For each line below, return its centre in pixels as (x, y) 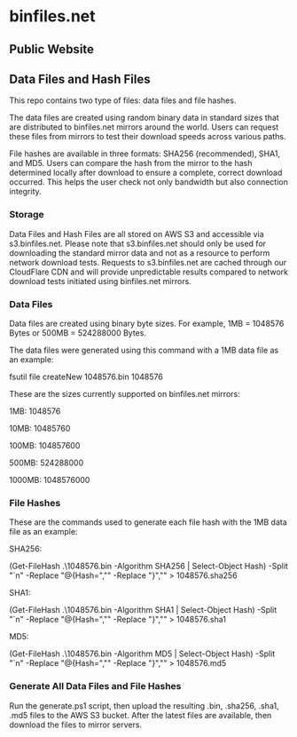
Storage (27, 215)
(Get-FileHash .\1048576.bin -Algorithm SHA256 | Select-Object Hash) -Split (148, 567)
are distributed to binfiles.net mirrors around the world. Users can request (144, 127)
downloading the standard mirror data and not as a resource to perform (140, 253)
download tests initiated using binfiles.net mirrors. (101, 281)
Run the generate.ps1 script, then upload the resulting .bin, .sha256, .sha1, (144, 705)
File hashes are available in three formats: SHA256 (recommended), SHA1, (145, 154)
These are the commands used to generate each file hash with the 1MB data (148, 522)
